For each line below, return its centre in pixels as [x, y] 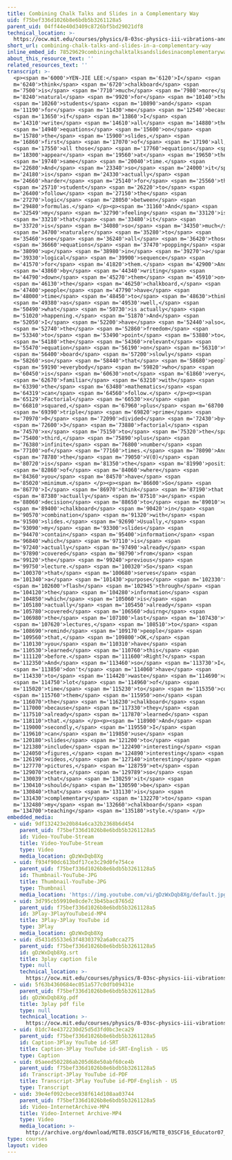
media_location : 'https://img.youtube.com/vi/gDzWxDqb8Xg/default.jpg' [125, 894]
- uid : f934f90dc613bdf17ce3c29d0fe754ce [74, 863]
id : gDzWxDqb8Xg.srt [49, 952]
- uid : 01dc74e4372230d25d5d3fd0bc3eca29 [74, 1030]
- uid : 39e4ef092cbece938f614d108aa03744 [74, 1094]
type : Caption [40, 1056]
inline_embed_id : [32, 53]
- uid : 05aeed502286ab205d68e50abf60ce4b [74, 1062]
